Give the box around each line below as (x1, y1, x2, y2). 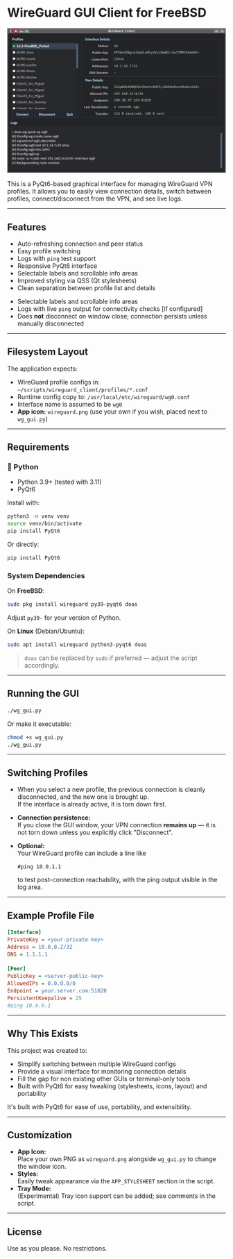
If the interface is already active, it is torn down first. (17, 800, 166, 809)
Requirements (7, 441, 69, 453)
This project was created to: (7, 1046, 87, 1054)
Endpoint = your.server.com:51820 (7, 988, 107, 995)
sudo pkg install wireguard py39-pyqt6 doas (7, 601, 138, 608)
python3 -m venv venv (7, 513, 70, 520)
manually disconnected (17, 319, 85, 328)
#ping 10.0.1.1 (17, 863, 62, 870)
